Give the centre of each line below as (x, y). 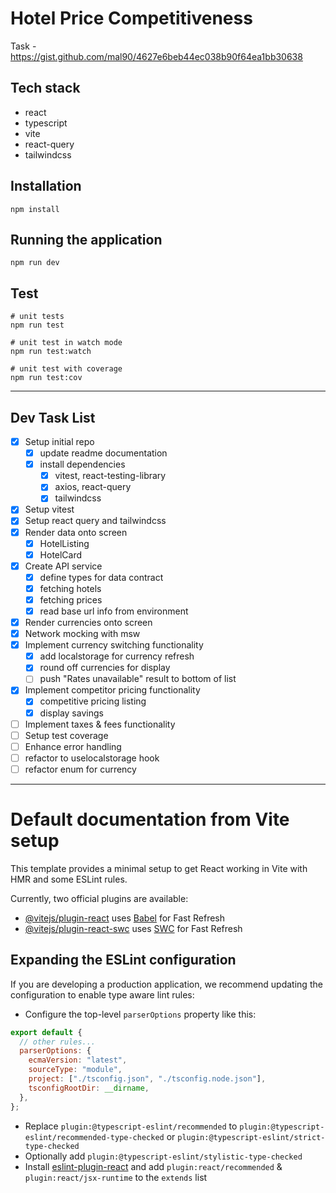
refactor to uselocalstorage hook (92, 758)
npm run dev (35, 263)
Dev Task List (53, 417)
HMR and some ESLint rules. (69, 879)
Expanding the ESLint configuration (123, 960)
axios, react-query (93, 487)
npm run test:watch (51, 352)
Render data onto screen (76, 532)
